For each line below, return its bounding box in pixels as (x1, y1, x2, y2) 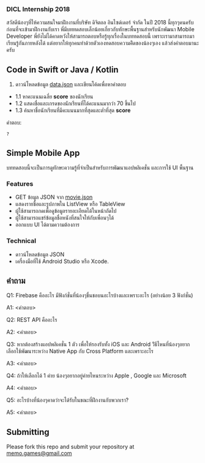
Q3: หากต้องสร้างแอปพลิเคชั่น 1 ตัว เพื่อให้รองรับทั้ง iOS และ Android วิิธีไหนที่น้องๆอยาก (6, 341, 190, 348)
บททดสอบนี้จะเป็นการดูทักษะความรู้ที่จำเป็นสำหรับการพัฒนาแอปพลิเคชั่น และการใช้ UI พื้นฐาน (6, 164, 194, 171)
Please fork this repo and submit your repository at (6, 443, 135, 451)
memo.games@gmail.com (6, 450, 72, 457)
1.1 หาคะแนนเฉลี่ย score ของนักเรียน (15, 93, 94, 100)
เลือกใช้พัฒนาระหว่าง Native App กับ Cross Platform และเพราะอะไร (6, 347, 154, 355)
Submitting (6, 427, 50, 437)
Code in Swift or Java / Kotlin (6, 64, 119, 75)
